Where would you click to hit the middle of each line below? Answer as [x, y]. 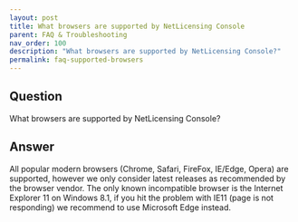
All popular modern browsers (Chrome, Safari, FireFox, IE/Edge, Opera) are [149, 169]
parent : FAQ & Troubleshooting [68, 34]
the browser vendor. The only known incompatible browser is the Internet [146, 188]
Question [36, 97]
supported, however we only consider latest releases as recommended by [148, 179]
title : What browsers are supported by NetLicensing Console [127, 26]
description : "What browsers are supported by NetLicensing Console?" [145, 52]
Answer [32, 147]
